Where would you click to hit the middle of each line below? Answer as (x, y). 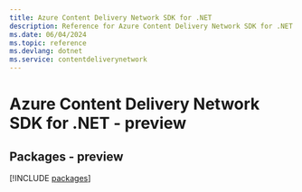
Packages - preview (66, 156)
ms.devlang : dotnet (46, 51)
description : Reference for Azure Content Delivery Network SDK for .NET (151, 26)
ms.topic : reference (48, 43)
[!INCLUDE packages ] (50, 178)
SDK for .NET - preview (98, 123)
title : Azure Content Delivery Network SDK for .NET (111, 18)
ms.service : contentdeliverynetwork (78, 59)
